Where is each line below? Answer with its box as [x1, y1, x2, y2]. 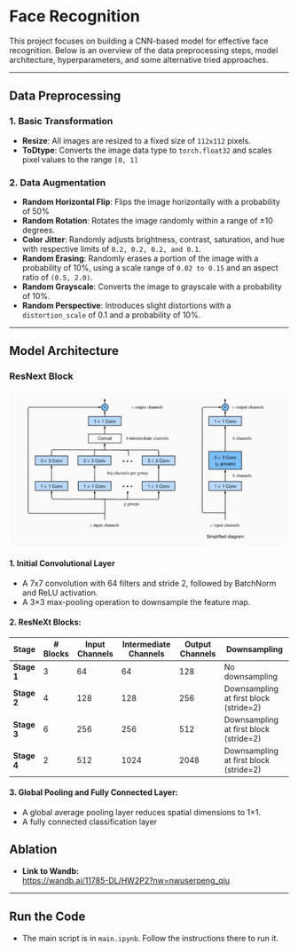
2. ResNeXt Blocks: [9, 617, 82, 627]
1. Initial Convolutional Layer [9, 558, 115, 569]
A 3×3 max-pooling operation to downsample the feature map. [21, 596, 251, 607]
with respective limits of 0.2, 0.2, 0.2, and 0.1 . [21, 243, 201, 254]
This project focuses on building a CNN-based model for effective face [9, 35, 269, 46]
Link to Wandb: [21, 865, 80, 876]
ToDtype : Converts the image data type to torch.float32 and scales [21, 145, 272, 155]
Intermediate [122, 639, 171, 649]
